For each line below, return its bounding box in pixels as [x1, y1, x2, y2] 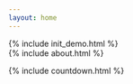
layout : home [8, 13, 58, 23]
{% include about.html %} [8, 47, 104, 59]
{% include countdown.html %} [8, 65, 125, 76]
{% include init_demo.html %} [8, 38, 119, 49]
